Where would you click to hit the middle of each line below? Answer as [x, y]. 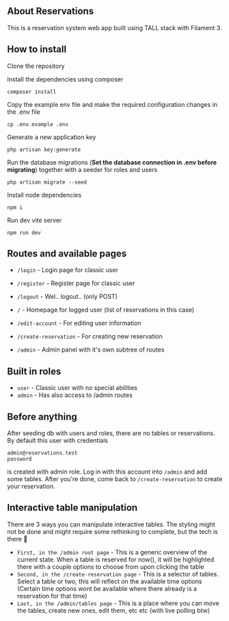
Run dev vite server [35, 220]
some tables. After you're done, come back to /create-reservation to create [115, 479]
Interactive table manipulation [72, 508]
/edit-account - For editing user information [79, 323]
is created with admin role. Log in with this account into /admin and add [107, 472]
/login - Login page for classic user [67, 270]
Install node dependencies [44, 195]
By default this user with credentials [57, 441]
